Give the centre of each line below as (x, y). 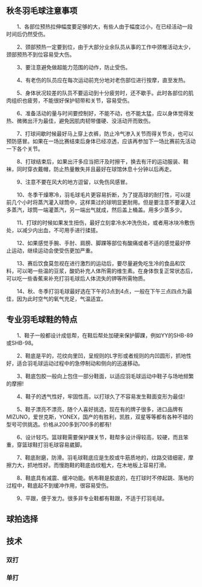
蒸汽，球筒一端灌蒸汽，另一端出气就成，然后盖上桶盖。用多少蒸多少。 (98, 209)
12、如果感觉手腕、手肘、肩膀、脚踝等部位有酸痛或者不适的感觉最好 (101, 243)
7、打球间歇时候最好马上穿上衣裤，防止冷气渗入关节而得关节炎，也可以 (105, 133)
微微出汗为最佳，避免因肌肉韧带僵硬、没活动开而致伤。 (85, 121)
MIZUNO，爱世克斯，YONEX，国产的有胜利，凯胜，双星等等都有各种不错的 (100, 417)
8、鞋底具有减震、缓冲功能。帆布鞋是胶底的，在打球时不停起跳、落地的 (105, 478)
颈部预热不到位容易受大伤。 (41, 54)
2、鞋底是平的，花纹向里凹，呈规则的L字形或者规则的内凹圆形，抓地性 (104, 355)
